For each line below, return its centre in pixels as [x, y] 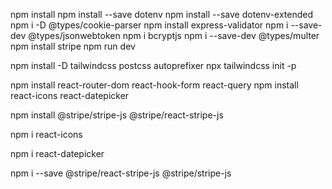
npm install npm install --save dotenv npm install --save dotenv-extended [161, 14]
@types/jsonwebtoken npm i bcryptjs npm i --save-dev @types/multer [174, 35]
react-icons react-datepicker [70, 95]
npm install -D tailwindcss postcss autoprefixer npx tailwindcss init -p [153, 65]
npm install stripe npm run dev [73, 46]
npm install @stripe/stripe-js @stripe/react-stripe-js [117, 115]
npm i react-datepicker [57, 153]
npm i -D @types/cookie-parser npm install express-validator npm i [149, 25]
